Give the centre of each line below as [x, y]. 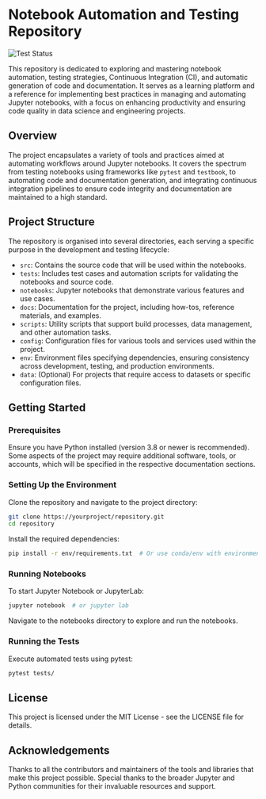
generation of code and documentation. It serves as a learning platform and [131, 86]
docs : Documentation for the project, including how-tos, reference [127, 307]
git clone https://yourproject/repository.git [86, 517]
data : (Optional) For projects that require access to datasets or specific [135, 374]
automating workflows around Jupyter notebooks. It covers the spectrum [127, 163]
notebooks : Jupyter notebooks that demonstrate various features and [132, 290]
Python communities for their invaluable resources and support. [112, 786]
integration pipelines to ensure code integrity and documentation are [120, 189]
